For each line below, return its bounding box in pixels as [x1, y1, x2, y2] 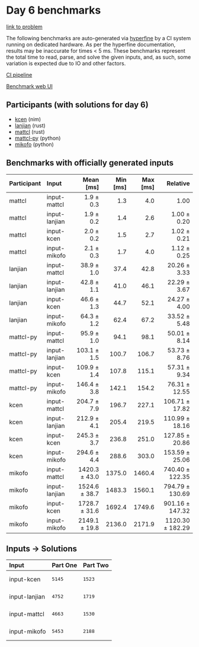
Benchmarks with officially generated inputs [6, 158, 174, 168]
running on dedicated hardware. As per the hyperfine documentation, [6, 41, 176, 48]
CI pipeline [6, 71, 33, 78]
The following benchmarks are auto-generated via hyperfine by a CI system [6, 34, 191, 41]
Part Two [82, 561, 109, 569]
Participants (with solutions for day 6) [6, 100, 149, 110]
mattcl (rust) [14, 128, 46, 135]
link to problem [6, 23, 43, 30]
